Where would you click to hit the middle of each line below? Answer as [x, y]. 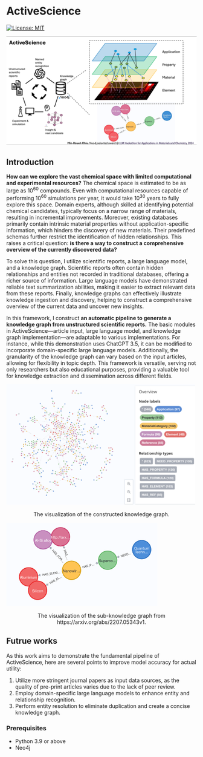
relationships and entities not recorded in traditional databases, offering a [98, 274]
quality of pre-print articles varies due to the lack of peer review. [95, 687]
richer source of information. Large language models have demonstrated [97, 280]
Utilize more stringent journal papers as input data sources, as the [97, 680]
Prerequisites [26, 728]
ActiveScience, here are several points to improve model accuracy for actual [101, 662]
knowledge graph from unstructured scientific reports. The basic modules [101, 324]
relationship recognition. [45, 700]
